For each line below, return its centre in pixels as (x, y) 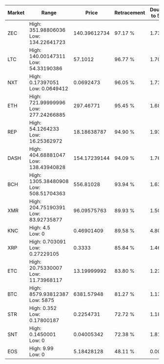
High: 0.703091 (48, 242)
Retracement (130, 13)
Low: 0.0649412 (49, 89)
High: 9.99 (41, 348)
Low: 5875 (42, 300)
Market (16, 13)
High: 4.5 (40, 228)
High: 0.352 (43, 308)
